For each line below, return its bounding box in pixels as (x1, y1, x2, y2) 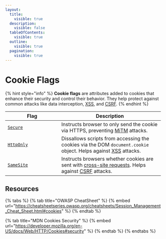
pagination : (9, 48, 35, 53)
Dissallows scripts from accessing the (61, 135, 149, 142)
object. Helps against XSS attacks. (61, 147, 141, 154)
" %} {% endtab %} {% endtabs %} (83, 228, 156, 234)
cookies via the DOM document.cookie (61, 141, 149, 148)
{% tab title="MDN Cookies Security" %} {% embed (5, 218, 111, 224)
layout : (5, 7, 21, 12)
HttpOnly (7, 142, 28, 148)
